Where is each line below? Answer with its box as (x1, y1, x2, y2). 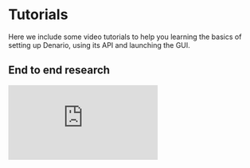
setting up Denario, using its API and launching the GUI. (8, 40, 191, 49)
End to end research (8, 64, 110, 77)
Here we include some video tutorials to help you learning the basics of (8, 32, 242, 41)
